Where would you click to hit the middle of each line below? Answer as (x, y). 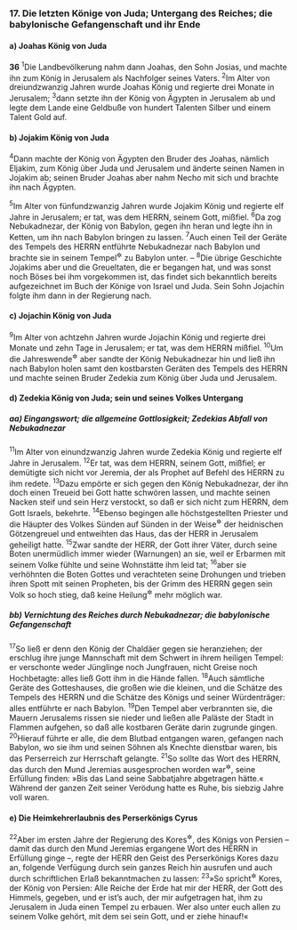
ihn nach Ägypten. (43, 187)
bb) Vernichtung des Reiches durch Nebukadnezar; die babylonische (140, 615)
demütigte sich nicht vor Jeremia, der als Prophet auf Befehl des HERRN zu (147, 472)
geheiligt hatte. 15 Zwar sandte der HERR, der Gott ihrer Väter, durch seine (143, 544)
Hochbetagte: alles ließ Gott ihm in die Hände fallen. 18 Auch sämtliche (137, 677)
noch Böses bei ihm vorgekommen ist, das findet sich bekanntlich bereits (143, 276)
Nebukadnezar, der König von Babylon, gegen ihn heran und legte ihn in (141, 226)
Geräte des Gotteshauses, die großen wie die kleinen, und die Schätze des (146, 687)
